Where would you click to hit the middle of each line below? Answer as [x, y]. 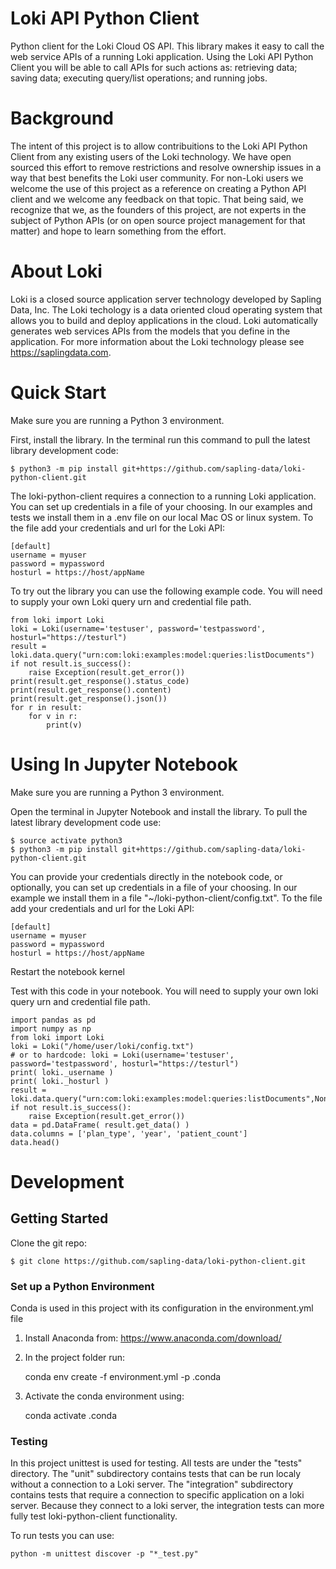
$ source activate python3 [66, 840]
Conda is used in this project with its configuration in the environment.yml [162, 1308]
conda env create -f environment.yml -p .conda [123, 1376]
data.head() [35, 1142]
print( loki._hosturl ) [60, 1081]
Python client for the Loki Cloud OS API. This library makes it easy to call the [167, 46]
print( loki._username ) [62, 1072]
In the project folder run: [75, 1357]
